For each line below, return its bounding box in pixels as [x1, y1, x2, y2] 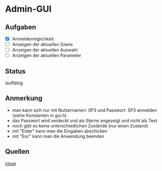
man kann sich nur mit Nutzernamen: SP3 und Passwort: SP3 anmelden [12, 107, 157, 113]
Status [5, 67, 26, 75]
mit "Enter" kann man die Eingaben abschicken [12, 128, 108, 134]
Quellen [5, 147, 29, 156]
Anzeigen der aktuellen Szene [12, 42, 73, 48]
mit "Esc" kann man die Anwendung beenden [12, 133, 105, 139]
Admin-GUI [5, 3, 52, 15]
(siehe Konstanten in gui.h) [12, 112, 67, 118]
